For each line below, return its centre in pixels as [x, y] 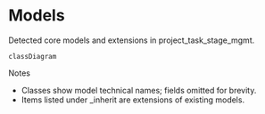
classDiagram [33, 56]
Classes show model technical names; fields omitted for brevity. [139, 90]
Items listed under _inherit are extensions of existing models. [133, 100]
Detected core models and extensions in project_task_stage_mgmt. [132, 40]
